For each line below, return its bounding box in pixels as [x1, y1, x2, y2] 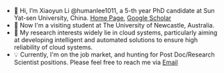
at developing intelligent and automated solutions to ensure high [13, 36, 198, 44]
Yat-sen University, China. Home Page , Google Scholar [13, 14, 172, 22]
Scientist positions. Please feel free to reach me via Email [13, 59, 179, 66]
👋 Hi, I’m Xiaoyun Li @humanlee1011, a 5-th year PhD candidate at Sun [13, 7, 215, 14]
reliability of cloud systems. [13, 43, 93, 51]
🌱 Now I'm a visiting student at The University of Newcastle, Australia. [13, 21, 215, 29]
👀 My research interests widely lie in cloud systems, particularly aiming [13, 28, 218, 36]
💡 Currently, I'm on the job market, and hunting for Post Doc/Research [13, 50, 216, 59]
